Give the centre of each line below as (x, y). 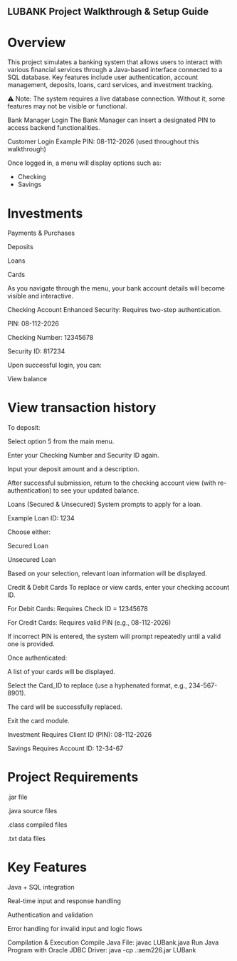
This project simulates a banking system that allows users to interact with (115, 62)
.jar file (17, 797)
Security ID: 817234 (36, 351)
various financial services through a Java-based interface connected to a (115, 70)
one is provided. (31, 644)
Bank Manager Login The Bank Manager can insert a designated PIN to (111, 120)
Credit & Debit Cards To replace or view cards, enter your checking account (118, 588)
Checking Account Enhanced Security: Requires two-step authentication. (115, 310)
